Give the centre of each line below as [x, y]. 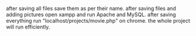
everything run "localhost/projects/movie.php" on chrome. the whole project [98, 21]
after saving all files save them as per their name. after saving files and [91, 8]
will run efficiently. [28, 27]
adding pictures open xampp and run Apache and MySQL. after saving [91, 15]
